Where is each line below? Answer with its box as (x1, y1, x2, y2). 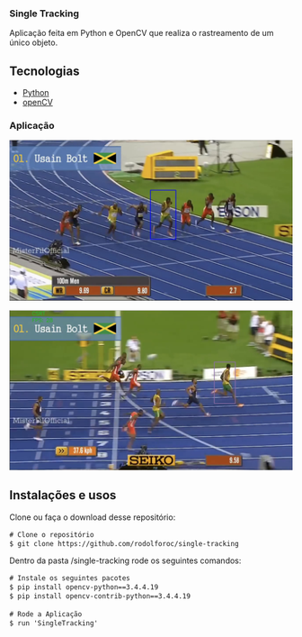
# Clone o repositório (9, 530, 94, 539)
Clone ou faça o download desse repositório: (9, 512, 176, 523)
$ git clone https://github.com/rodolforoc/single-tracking (9, 539, 240, 548)
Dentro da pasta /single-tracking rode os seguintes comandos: (9, 555, 242, 566)
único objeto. (9, 37, 58, 48)
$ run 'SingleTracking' (9, 618, 99, 628)
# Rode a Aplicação (9, 609, 83, 619)
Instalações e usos (9, 487, 117, 503)
